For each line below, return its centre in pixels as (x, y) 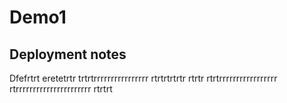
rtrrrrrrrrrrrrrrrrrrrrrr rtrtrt (61, 89)
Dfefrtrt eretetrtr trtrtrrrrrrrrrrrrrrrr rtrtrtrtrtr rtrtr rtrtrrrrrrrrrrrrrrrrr (143, 78)
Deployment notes (68, 54)
